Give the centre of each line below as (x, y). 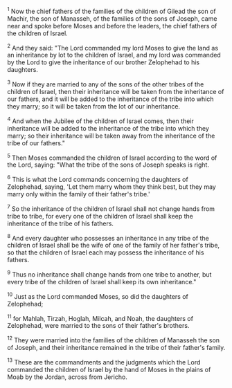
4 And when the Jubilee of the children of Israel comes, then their (100, 120)
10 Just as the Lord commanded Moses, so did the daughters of (98, 295)
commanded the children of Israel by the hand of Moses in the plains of (109, 369)
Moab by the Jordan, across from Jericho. (68, 377)
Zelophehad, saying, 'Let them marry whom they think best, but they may (111, 187)
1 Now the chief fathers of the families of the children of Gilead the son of (111, 11)
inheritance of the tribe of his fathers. (61, 223)
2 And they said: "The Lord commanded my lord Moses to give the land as (113, 47)
